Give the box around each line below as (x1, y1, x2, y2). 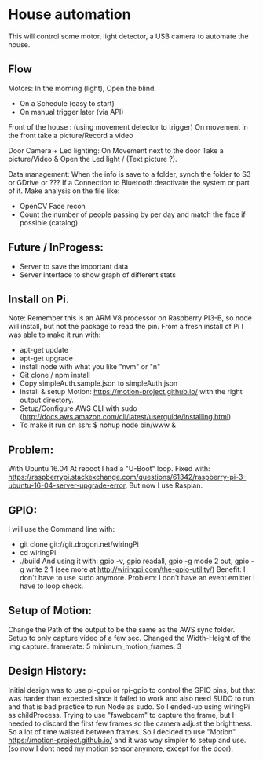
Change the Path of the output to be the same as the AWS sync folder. (8, 624, 236, 634)
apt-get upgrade (19, 353, 73, 363)
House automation (8, 5, 131, 24)
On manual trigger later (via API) (19, 107, 124, 116)
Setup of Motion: (8, 604, 93, 617)
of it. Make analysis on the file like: (8, 186, 120, 196)
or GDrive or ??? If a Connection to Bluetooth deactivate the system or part (8, 177, 250, 187)
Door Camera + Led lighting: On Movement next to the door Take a (8, 145, 224, 155)
